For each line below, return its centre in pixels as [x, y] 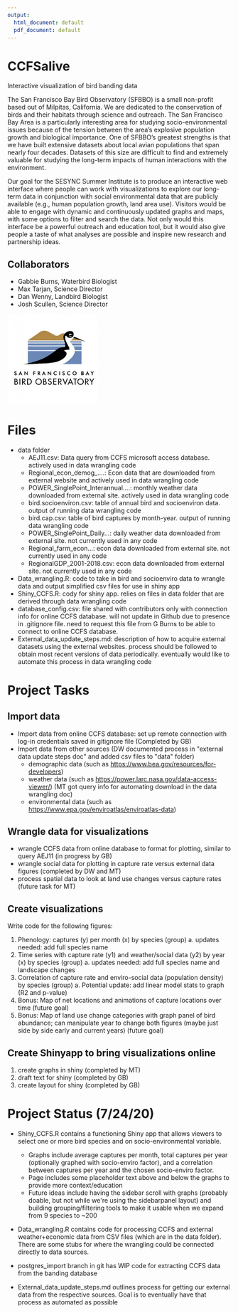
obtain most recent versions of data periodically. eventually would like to [123, 654]
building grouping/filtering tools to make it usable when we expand [126, 1208]
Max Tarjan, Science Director [60, 289]
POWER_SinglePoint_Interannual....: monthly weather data [113, 487]
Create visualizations [55, 908]
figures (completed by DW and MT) [69, 871]
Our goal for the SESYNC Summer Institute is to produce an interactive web [118, 181]
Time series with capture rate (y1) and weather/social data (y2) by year [121, 955]
